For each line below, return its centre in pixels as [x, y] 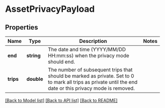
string [33, 55]
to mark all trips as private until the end [93, 82]
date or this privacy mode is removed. [91, 88]
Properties [22, 27]
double [35, 79]
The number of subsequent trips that [90, 70]
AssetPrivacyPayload [50, 9]
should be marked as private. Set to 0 [91, 76]
